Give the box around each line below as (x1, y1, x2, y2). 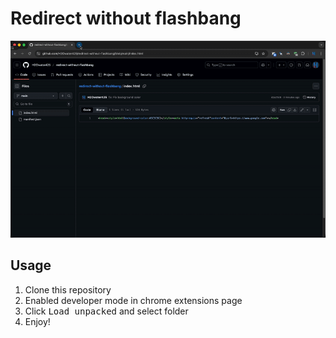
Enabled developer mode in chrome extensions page (24, 294, 243, 306)
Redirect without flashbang (10, 7, 242, 30)
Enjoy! (24, 315, 51, 327)
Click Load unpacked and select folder (24, 305, 189, 317)
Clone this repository (24, 283, 112, 296)
